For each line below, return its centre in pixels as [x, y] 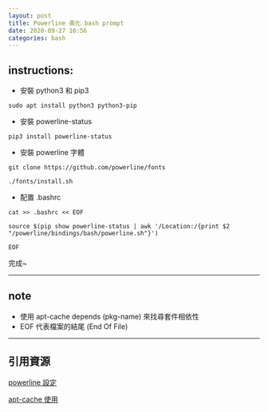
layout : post [30, 16]
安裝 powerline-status [56, 121]
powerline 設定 [33, 382]
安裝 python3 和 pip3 [54, 91]
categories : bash [37, 38]
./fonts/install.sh [41, 182]
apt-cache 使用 [33, 399]
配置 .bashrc [40, 197]
